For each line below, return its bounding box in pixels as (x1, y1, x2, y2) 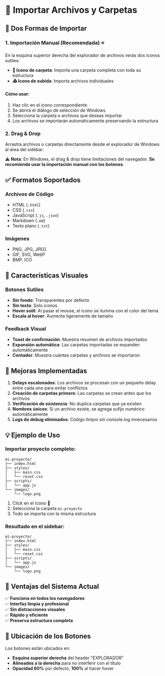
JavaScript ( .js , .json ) (12, 212, 59, 218)
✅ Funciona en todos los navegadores (5, 595, 85, 601)
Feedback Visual (5, 325, 46, 332)
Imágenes (5, 235, 30, 242)
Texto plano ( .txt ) (12, 223, 50, 229)
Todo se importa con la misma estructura (12, 510, 96, 516)
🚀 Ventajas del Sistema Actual (5, 582, 99, 591)
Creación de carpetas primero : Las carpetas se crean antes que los (12, 390, 152, 396)
